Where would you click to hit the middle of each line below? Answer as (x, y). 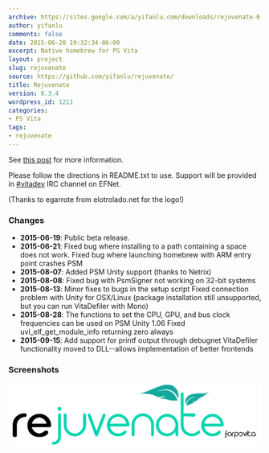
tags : (17, 128)
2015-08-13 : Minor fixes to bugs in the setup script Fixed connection (134, 289)
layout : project (35, 60)
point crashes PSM (51, 264)
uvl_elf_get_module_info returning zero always (97, 332)
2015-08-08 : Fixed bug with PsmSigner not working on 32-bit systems (138, 281)
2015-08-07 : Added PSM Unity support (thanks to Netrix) (116, 272)
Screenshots (34, 370)
